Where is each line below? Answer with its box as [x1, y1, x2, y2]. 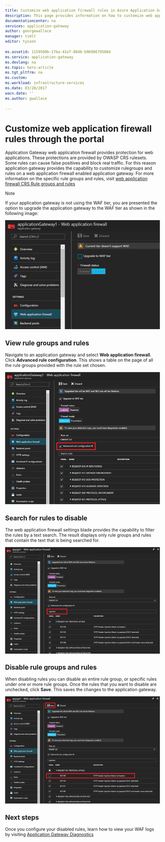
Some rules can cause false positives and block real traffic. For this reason [5, 160, 156, 166]
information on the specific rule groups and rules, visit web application [5, 176, 148, 182]
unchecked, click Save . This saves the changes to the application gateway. [5, 687, 157, 693]
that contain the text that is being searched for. [5, 537, 100, 543]
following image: [5, 210, 39, 216]
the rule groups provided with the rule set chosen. [5, 362, 107, 368]
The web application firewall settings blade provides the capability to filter [5, 527, 155, 533]
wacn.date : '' [5, 91, 34, 96]
